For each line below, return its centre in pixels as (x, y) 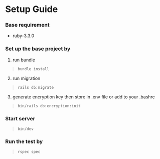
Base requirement (27, 25)
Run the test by (24, 141)
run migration (26, 78)
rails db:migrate (36, 87)
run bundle (24, 60)
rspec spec (29, 152)
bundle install (33, 69)
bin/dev (25, 129)
